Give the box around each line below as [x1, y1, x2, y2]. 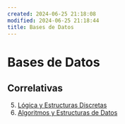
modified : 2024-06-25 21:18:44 [7, 17, 100, 24]
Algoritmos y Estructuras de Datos [17, 108, 118, 117]
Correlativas [7, 82, 64, 94]
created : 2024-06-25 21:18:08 [7, 10, 97, 18]
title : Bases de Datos [7, 23, 74, 30]
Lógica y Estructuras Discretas [17, 101, 107, 110]
